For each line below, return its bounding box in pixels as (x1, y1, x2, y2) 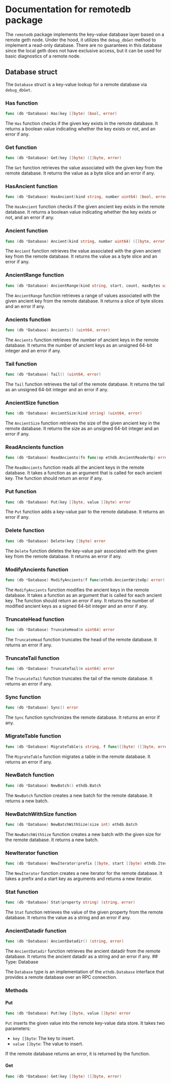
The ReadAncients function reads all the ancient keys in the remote (5, 464, 145, 470)
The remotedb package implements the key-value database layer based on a (5, 31, 164, 37)
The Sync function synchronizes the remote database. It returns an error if (5, 714, 160, 720)
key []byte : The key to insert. (12, 1036, 75, 1042)
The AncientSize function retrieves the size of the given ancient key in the (5, 420, 160, 426)
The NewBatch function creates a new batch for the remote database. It (5, 792, 153, 798)
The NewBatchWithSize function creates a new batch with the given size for (5, 831, 161, 837)
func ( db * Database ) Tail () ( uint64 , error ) (5, 372, 101, 377)
